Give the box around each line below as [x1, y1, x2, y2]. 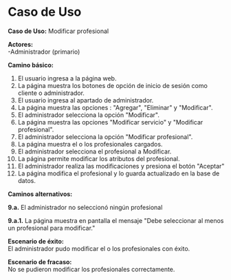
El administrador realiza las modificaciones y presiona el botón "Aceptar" [17, 162, 225, 170]
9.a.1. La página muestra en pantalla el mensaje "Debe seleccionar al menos [8, 216, 224, 224]
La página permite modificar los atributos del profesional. [17, 154, 181, 162]
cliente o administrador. [17, 89, 85, 97]
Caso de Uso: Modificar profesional [8, 27, 109, 35]
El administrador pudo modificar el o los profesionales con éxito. [8, 244, 190, 252]
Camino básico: [8, 61, 54, 69]
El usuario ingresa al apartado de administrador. [17, 96, 154, 104]
